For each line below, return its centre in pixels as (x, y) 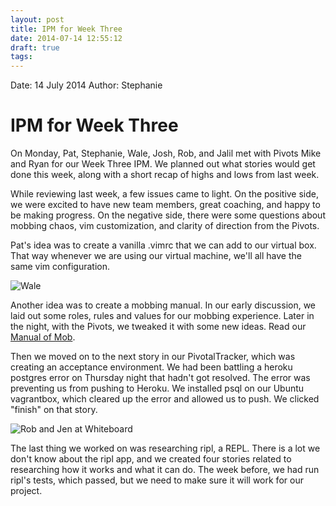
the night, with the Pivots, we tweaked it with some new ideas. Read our (158, 327)
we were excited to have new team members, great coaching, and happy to (165, 205)
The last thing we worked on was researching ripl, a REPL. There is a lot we (165, 448)
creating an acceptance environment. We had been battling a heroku (151, 367)
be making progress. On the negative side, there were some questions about (168, 215)
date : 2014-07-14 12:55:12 (66, 38)
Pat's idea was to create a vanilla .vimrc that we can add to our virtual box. (163, 245)
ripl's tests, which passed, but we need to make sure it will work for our (157, 480)
